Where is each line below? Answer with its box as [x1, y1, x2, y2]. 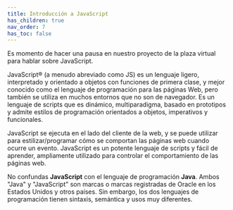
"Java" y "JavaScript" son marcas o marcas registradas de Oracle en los [7, 180, 216, 189]
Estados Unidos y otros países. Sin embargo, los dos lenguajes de [7, 187, 199, 196]
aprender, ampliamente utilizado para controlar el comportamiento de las [7, 152, 219, 160]
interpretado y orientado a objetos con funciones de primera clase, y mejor [7, 78, 225, 87]
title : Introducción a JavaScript [7, 10, 109, 18]
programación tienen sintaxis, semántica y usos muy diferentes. [7, 195, 193, 204]
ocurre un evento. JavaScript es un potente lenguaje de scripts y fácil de [7, 144, 218, 152]
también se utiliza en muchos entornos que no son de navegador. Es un [7, 93, 215, 101]
